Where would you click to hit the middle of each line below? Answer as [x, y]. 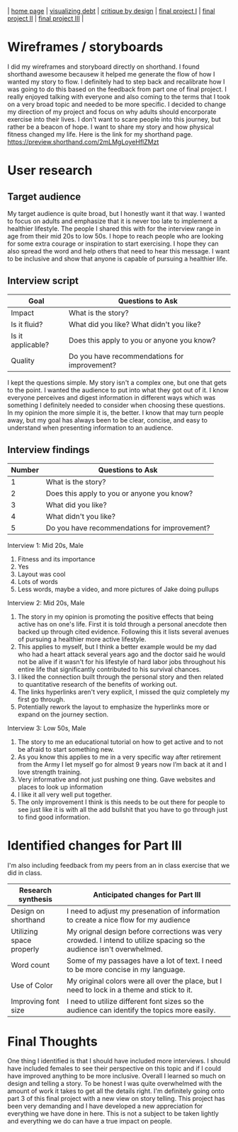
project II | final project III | [46, 18]
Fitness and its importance [56, 559]
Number [25, 469]
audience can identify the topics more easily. [141, 1010]
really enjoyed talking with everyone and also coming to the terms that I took [119, 96]
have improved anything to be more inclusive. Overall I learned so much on [117, 1076]
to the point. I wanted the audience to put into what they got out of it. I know [118, 390]
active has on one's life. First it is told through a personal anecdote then [122, 624]
